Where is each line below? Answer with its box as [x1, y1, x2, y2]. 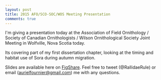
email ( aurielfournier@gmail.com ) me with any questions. [5, 70, 120, 76]
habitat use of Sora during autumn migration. [5, 55, 95, 61]
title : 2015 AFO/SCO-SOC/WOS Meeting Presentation [5, 12, 111, 17]
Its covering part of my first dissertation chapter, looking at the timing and [5, 50, 154, 55]
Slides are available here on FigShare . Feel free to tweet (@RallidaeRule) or [5, 64, 156, 70]
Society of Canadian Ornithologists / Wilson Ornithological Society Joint [5, 35, 150, 41]
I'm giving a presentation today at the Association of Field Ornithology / [5, 30, 149, 36]
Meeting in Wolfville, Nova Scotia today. [5, 40, 86, 46]
